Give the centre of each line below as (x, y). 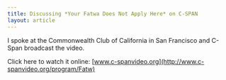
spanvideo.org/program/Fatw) (51, 69)
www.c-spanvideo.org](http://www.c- (149, 61)
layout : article (31, 20)
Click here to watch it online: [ (51, 61)
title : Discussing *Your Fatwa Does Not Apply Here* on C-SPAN (103, 14)
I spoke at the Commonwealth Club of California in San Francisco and (109, 40)
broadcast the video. (54, 48)
